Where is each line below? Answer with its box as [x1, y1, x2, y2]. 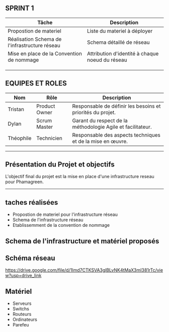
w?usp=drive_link [5, 273, 42, 279]
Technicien [36, 134, 63, 141]
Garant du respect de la [72, 117, 128, 124]
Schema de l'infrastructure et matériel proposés [5, 236, 159, 245]
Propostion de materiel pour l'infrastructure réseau [12, 211, 118, 218]
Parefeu [12, 322, 29, 328]
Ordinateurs [12, 316, 38, 322]
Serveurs [12, 300, 32, 306]
